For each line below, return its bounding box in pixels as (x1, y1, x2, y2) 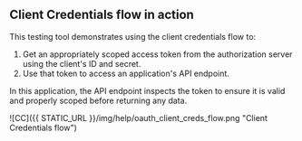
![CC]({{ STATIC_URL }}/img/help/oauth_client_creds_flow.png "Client (9, 112, 268, 123)
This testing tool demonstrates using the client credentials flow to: (9, 31, 257, 42)
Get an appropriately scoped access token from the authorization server (22, 49, 293, 60)
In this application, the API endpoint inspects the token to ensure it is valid (9, 85, 286, 96)
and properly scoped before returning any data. (9, 95, 188, 106)
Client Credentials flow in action (9, 7, 195, 23)
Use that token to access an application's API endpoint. (22, 68, 229, 79)
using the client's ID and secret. (22, 58, 141, 69)
